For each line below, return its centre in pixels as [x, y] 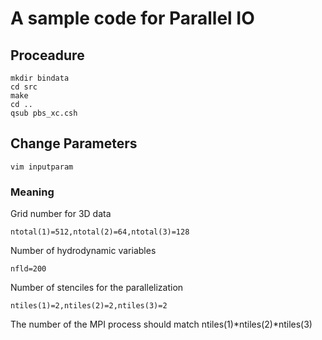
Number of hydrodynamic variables [83, 251]
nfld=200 [28, 269]
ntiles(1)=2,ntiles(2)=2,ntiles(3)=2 [89, 306]
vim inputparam [42, 167]
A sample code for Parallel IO [132, 18]
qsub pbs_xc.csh [44, 113]
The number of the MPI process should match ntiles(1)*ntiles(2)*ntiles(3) [161, 324]
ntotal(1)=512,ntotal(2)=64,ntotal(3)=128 [100, 232]
